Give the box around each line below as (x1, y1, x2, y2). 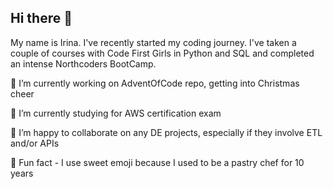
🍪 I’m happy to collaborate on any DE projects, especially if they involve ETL (10, 126, 323, 138)
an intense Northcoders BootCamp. (10, 57, 157, 70)
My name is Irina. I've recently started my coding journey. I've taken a (10, 36, 297, 48)
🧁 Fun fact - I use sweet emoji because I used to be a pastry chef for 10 (10, 156, 305, 168)
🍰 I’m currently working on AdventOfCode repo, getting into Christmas (10, 77, 300, 89)
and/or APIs (10, 137, 60, 149)
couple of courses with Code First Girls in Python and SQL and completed (10, 47, 315, 59)
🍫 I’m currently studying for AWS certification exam (10, 107, 222, 119)
